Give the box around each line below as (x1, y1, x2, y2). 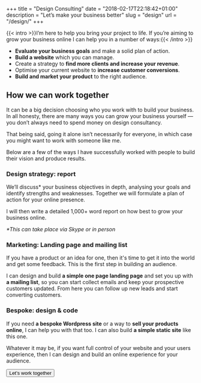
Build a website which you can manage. (14, 54, 115, 61)
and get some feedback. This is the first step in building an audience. (6, 261, 177, 268)
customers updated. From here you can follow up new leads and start (6, 285, 178, 292)
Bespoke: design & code (6, 306, 78, 315)
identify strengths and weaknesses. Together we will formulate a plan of (6, 190, 185, 197)
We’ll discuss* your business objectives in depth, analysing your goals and (6, 183, 191, 191)
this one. (6, 333, 28, 340)
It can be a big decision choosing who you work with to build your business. (6, 106, 194, 113)
